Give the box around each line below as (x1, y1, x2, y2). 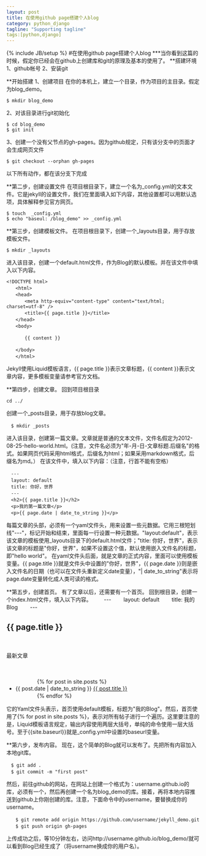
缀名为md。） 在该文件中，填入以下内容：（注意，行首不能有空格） (6, 458, 172, 465)
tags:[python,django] (6, 32, 62, 38)
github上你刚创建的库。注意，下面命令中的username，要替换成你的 (17, 795, 188, 803)
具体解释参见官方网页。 (17, 198, 77, 206)
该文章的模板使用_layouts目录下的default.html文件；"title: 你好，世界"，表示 (6, 537, 198, 544)
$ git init (6, 127, 34, 133)
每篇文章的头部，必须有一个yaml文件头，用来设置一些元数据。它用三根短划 (6, 522, 196, 529)
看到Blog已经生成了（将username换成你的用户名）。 (11, 842, 143, 850)
